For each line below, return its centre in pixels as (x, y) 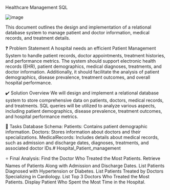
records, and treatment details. (38, 38)
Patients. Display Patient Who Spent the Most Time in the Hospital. (76, 182)
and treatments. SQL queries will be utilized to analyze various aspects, (81, 106)
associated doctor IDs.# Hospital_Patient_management (63, 148)
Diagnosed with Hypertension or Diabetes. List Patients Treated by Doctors (84, 171)
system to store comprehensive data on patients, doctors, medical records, (84, 100)
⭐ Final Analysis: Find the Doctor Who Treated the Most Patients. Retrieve (83, 158)
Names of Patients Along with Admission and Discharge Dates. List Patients (85, 166)
